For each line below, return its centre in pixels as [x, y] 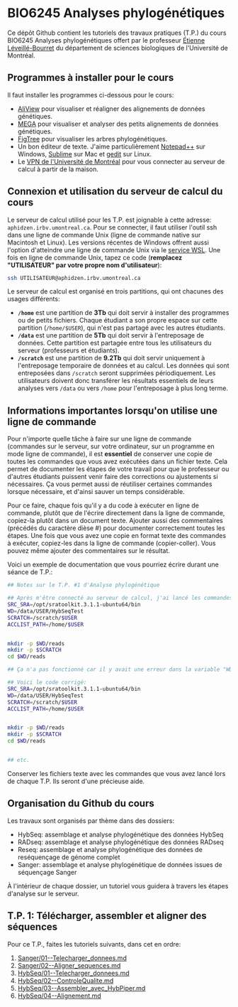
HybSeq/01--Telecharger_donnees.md [73, 973]
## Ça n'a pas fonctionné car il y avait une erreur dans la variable [114, 669]
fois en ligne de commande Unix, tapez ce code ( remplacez [95, 257]
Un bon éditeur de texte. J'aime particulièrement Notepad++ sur [111, 146]
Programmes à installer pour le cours [91, 78]
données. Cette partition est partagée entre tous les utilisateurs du [114, 343]
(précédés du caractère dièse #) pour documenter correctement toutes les [116, 528]
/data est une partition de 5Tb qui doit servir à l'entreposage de [110, 335]
